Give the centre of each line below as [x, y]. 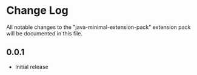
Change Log [37, 10]
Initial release [32, 67]
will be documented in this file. [45, 33]
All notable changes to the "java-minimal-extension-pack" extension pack [98, 27]
